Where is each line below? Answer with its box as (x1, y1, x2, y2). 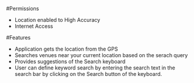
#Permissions (6, 5, 39, 12)
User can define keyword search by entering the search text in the (14, 64, 175, 71)
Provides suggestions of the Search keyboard (14, 58, 126, 65)
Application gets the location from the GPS (14, 45, 118, 52)
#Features (6, 34, 31, 41)
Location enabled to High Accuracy (14, 16, 101, 23)
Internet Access (14, 23, 53, 29)
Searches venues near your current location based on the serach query (14, 52, 188, 58)
